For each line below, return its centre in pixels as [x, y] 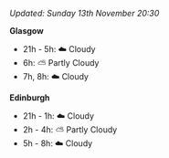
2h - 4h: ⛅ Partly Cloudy [70, 130]
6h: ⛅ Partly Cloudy [61, 63]
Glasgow [26, 31]
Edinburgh [30, 98]
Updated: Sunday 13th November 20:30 [84, 13]
